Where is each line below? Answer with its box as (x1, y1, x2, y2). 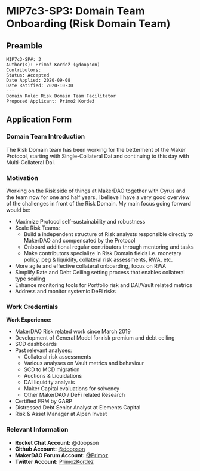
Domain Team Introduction (6, 133, 85, 141)
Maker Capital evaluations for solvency (23, 385, 120, 392)
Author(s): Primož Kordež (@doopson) (6, 62, 100, 68)
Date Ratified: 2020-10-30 (6, 82, 73, 88)
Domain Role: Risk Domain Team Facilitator (6, 93, 116, 99)
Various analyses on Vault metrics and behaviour (23, 360, 144, 367)
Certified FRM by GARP (14, 397, 73, 405)
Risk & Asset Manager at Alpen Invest (14, 411, 107, 418)
